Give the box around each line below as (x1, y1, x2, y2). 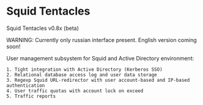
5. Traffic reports (6, 93, 56, 99)
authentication (6, 82, 45, 89)
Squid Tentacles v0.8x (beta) (6, 24, 79, 32)
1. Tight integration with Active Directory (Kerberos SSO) (6, 66, 163, 73)
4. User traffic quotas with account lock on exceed (6, 87, 144, 94)
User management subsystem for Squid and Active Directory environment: (6, 54, 194, 62)
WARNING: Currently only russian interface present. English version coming (6, 36, 197, 43)
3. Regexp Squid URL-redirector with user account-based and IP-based (6, 77, 190, 83)
